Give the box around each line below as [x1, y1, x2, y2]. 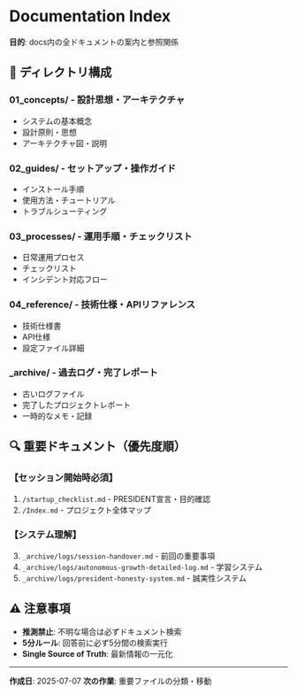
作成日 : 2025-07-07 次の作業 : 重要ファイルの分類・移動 [9, 675, 212, 686]
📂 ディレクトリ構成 [9, 65, 112, 81]
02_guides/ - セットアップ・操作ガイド [9, 162, 177, 174]
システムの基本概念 [21, 115, 93, 126]
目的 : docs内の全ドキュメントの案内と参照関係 [9, 36, 179, 47]
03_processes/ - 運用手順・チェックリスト [9, 230, 193, 243]
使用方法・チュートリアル [21, 195, 116, 205]
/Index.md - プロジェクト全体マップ [21, 505, 152, 515]
